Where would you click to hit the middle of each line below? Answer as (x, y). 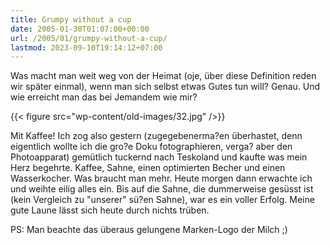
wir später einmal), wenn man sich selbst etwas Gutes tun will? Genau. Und (165, 87)
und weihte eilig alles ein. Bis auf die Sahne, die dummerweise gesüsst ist (162, 189)
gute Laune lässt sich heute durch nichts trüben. (110, 210)
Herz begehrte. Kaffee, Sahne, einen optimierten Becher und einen (148, 168)
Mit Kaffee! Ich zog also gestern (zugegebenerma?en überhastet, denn (156, 136)
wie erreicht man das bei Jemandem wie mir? (104, 97)
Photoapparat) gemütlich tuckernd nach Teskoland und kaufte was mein (159, 157)
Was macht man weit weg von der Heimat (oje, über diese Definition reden (163, 76)
